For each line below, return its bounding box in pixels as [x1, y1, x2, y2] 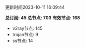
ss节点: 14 [12, 38, 33, 44]
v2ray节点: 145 [12, 25, 43, 31]
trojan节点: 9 [12, 32, 38, 37]
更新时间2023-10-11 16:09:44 [5, 4, 65, 10]
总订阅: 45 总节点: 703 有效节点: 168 [5, 15, 81, 21]
